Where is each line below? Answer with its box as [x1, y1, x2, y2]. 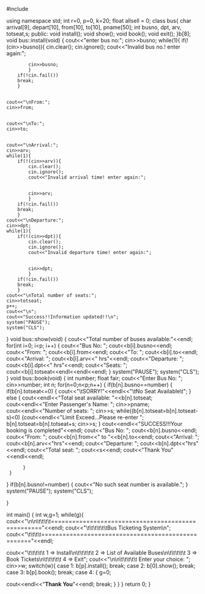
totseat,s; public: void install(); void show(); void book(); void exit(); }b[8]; [6, 30, 191, 37]
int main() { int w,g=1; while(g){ [6, 511, 84, 518]
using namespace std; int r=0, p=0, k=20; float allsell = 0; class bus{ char [6, 17, 192, 24]
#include [6, 6, 29, 12]
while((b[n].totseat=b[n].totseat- [116, 407, 198, 414]
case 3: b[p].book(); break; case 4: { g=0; [6, 569, 111, 576]
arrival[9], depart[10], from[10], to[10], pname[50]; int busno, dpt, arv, [6, 24, 182, 31]
